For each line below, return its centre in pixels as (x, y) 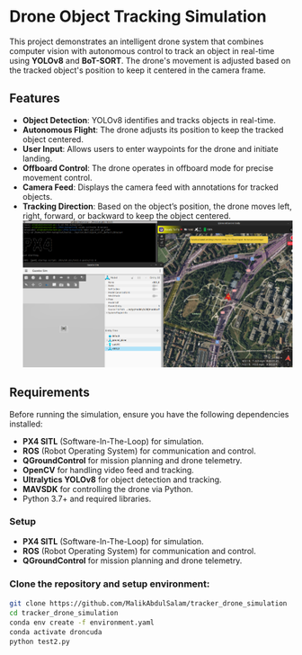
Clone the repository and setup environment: (110, 584)
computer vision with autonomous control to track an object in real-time (142, 50)
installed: (26, 424)
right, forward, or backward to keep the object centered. (126, 215)
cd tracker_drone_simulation (64, 614)
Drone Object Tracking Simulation (138, 17)
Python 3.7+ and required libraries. (87, 498)
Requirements (49, 393)
